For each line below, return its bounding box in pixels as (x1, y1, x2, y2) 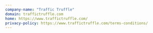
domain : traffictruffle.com (5, 12, 64, 16)
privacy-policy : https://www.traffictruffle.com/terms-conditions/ (5, 20, 149, 26)
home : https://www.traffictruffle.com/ (5, 16, 88, 21)
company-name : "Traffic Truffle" (5, 7, 75, 12)
